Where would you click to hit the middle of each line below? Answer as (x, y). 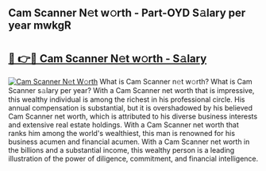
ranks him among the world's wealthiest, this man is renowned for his (122, 133)
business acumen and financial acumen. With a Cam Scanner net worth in (129, 142)
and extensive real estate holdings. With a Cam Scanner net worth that (124, 125)
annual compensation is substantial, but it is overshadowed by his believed (130, 108)
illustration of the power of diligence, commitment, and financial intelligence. (133, 159)
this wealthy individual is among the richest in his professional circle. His (127, 99)
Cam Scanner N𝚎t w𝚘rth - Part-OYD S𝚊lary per (127, 13)
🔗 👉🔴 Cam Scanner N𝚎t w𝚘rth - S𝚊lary (108, 58)
